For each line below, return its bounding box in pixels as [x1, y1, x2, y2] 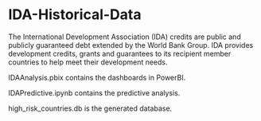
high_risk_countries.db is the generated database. [8, 103, 173, 113]
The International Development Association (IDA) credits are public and [8, 32, 241, 41]
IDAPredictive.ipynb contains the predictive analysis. [8, 88, 181, 97]
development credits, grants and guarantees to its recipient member [8, 49, 232, 58]
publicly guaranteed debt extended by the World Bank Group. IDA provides [8, 40, 254, 49]
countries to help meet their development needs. [8, 57, 169, 67]
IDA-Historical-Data [8, 6, 142, 24]
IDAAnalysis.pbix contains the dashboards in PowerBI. [8, 72, 186, 82]
